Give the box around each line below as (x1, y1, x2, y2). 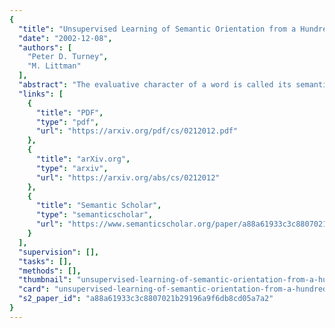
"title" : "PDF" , (35, 107, 104, 118)
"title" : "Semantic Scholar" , (35, 201, 162, 211)
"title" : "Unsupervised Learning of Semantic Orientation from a (18, 24, 297, 34)
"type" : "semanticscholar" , (35, 210, 154, 220)
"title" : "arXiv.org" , (35, 154, 131, 164)
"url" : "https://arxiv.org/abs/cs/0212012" (35, 172, 221, 183)
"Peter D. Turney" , (27, 52, 109, 62)
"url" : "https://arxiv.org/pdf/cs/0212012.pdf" (35, 126, 239, 136)
